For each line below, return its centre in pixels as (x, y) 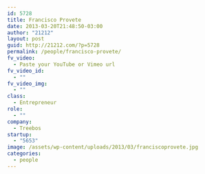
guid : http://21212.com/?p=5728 (53, 45)
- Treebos (27, 128)
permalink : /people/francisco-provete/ (64, 52)
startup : (20, 134)
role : (15, 109)
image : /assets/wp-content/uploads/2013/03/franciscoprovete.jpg (102, 147)
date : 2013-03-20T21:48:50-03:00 (55, 26)
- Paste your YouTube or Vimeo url (64, 64)
